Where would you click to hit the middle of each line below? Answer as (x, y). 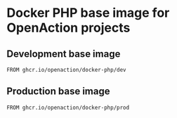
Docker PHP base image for (88, 13)
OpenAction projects (68, 28)
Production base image (58, 92)
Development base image (64, 54)
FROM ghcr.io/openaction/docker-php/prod (68, 107)
